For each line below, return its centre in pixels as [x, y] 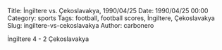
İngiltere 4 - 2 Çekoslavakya [48, 39]
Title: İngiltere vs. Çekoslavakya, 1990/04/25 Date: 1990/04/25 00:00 [108, 11]
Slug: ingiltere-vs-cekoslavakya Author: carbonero [81, 25]
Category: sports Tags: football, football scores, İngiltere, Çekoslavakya [111, 18]
